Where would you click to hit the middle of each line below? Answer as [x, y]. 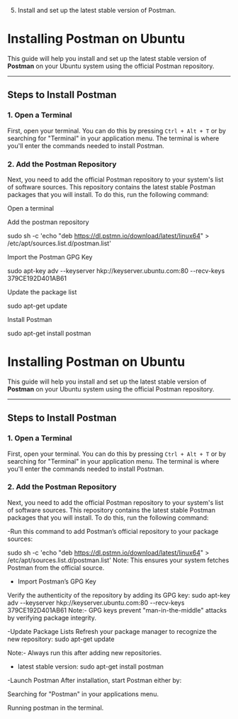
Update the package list [42, 292]
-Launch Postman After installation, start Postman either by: [95, 680]
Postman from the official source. [56, 567]
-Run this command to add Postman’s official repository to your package [113, 531]
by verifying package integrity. [52, 618]
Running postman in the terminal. [56, 708]
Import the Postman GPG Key [50, 257]
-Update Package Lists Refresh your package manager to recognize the [112, 631]
